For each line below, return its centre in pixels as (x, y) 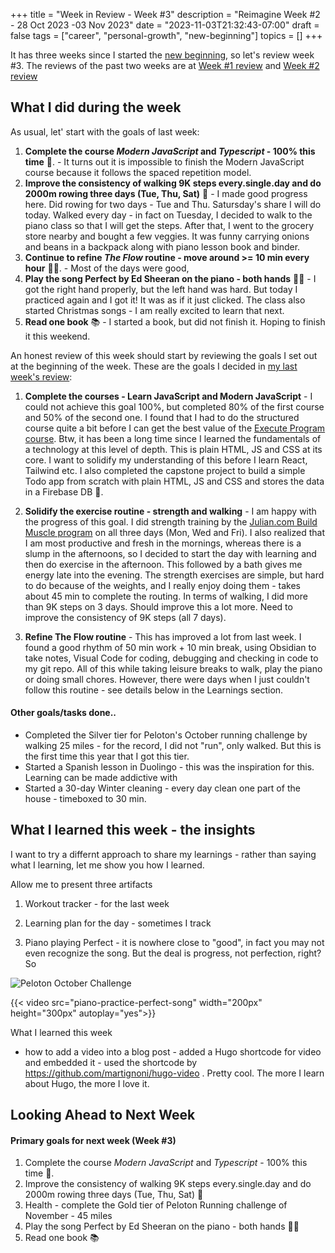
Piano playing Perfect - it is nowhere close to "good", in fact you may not (174, 942)
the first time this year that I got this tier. (107, 756)
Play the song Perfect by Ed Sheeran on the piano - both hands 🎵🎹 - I (170, 278)
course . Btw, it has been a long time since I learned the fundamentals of (173, 438)
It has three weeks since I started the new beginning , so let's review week (162, 55)
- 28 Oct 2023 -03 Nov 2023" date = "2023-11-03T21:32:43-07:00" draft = (165, 25)
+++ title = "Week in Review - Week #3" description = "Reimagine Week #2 (165, 14)
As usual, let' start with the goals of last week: (105, 131)
